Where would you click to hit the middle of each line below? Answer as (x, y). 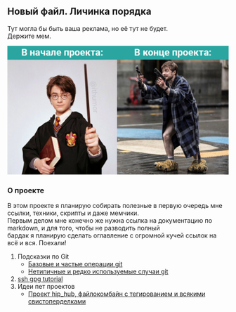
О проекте (26, 190)
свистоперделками (57, 301)
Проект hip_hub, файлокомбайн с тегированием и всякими (117, 294)
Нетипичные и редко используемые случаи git (98, 272)
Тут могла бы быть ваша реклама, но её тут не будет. (88, 28)
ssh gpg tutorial (40, 279)
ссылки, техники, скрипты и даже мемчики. (73, 213)
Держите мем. (29, 36)
